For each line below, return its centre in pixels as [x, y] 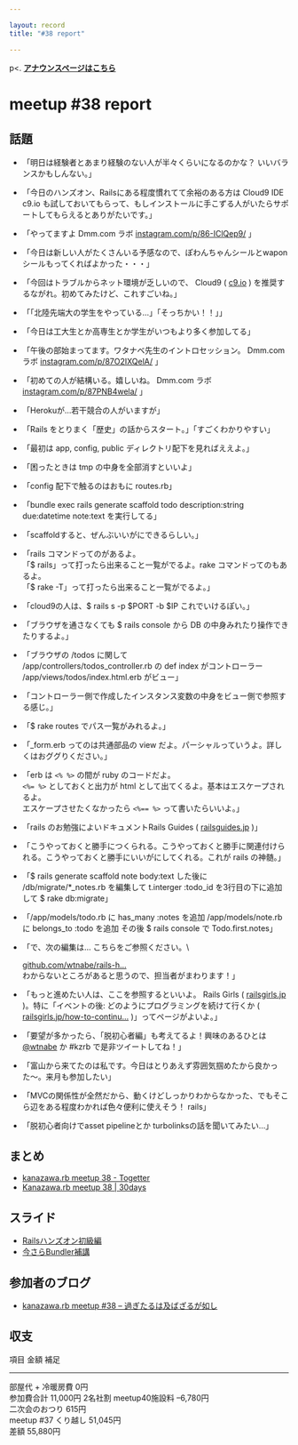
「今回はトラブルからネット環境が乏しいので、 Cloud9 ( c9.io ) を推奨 [149, 282]
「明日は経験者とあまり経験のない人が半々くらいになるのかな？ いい [147, 162]
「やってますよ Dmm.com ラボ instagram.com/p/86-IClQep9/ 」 [139, 233]
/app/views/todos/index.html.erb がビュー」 [102, 677]
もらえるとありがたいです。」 [105, 214]
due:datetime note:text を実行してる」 [91, 516]
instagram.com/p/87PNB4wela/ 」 [85, 391]
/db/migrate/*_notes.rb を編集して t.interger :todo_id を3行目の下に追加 [152, 887]
